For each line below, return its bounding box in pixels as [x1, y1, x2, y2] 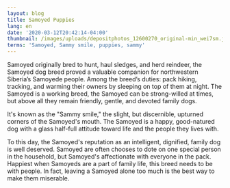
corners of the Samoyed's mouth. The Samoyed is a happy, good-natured [7, 118, 216, 125]
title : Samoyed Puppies [7, 16, 75, 23]
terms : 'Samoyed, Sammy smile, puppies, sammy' [7, 42, 146, 49]
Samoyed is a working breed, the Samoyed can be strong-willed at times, [7, 90, 214, 98]
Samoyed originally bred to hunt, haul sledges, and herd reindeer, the [7, 61, 203, 68]
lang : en [7, 23, 32, 29]
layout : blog [7, 10, 44, 17]
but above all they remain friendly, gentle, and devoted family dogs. [7, 97, 197, 105]
